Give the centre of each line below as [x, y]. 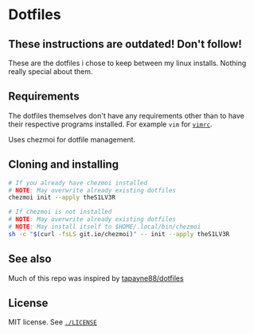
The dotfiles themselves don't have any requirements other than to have [126, 115]
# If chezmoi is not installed [60, 212]
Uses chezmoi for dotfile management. [72, 139]
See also [30, 259]
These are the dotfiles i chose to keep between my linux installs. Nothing [127, 63]
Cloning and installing [64, 165]
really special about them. [51, 72]
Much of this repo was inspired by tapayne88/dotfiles [96, 278]
